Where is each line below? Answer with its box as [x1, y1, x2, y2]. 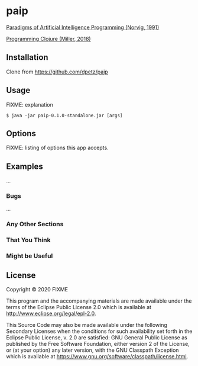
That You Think [6, 236, 51, 244]
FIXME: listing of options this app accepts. [6, 144, 109, 152]
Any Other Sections [6, 220, 64, 229]
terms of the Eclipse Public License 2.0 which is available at [6, 304, 152, 311]
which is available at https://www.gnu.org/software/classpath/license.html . [6, 353, 189, 360]
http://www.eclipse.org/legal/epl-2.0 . [6, 310, 96, 317]
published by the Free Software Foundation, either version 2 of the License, [6, 341, 190, 348]
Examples [6, 161, 43, 171]
